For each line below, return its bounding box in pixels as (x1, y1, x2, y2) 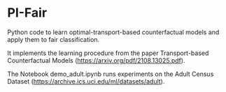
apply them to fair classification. (7, 35, 100, 43)
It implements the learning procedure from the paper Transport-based (7, 49, 209, 57)
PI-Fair (7, 5, 48, 21)
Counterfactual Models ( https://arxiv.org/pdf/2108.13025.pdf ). (7, 56, 185, 64)
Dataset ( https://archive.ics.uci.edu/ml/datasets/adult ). (7, 77, 165, 85)
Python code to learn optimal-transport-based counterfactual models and (7, 28, 220, 36)
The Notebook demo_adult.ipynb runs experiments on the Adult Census (7, 70, 214, 78)
